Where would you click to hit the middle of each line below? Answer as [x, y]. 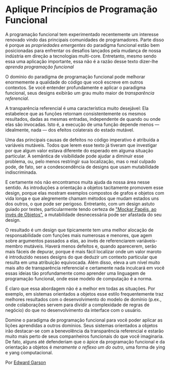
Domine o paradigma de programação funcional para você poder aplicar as [84, 320]
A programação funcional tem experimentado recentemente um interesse [82, 34]
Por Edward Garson [26, 362]
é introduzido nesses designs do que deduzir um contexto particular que [81, 257]
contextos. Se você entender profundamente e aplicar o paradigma [76, 87]
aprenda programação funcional [40, 67]
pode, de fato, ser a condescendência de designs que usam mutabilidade [82, 167]
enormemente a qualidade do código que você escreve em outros [74, 82]
